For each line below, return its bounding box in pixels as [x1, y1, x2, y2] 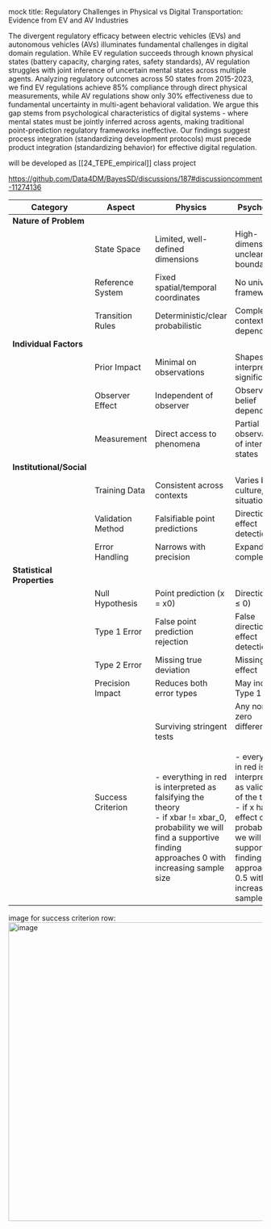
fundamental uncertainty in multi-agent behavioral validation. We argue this [8, 100, 260, 109]
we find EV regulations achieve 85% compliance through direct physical [8, 82, 248, 92]
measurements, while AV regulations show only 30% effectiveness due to [8, 91, 253, 100]
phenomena [154, 438, 201, 449]
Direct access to [154, 428, 217, 439]
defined [154, 244, 185, 254]
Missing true [154, 654, 202, 665]
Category [31, 202, 69, 212]
